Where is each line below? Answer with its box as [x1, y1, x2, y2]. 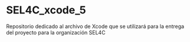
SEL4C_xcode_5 [6, 3, 87, 17]
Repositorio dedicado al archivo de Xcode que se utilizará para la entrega [6, 23, 185, 30]
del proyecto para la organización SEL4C [6, 29, 106, 36]
